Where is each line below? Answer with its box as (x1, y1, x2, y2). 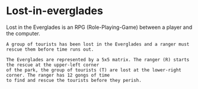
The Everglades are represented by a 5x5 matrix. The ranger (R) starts (6, 57, 190, 62)
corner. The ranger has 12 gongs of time (6, 72, 110, 78)
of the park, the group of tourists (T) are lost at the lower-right (6, 67, 182, 73)
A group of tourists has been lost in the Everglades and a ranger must (6, 41, 190, 47)
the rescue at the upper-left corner (6, 62, 100, 68)
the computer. (6, 29, 40, 37)
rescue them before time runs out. (6, 46, 94, 52)
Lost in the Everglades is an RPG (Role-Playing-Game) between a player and (6, 24, 193, 31)
